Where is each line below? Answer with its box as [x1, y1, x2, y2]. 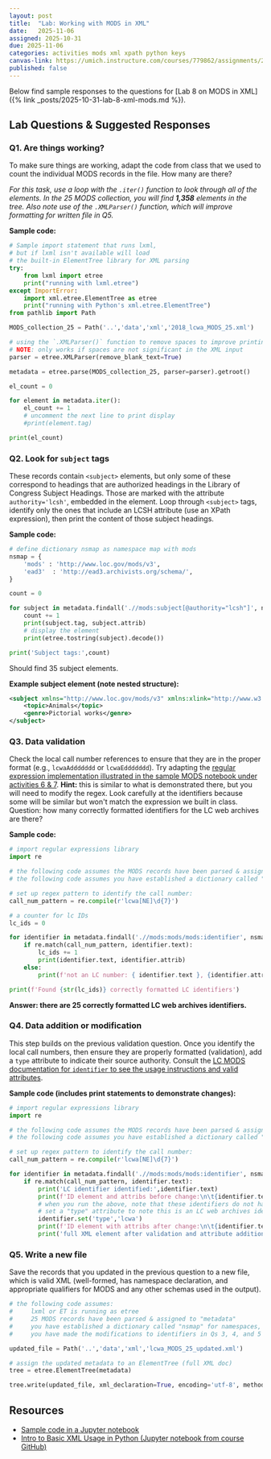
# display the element [23, 626, 100, 635]
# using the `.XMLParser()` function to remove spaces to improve [9, 338, 236, 346]
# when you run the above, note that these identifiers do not [38, 1200, 254, 1208]
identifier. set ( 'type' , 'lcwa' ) [38, 1215, 143, 1223]
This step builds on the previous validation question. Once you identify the [9, 1038, 256, 1048]
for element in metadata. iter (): [9, 396, 121, 405]
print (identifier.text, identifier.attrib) [38, 956, 186, 964]
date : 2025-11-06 [9, 27, 75, 35]
